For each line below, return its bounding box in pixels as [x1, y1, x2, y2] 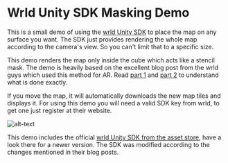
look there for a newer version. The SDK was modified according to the [7, 140, 210, 148]
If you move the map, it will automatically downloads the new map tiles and [7, 92, 221, 100]
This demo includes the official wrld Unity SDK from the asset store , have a [7, 133, 222, 141]
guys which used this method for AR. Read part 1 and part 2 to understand [7, 71, 220, 79]
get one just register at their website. [7, 106, 112, 114]
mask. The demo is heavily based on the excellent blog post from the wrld [7, 63, 219, 71]
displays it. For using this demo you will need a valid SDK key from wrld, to [7, 98, 220, 107]
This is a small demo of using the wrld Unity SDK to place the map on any [7, 28, 217, 36]
